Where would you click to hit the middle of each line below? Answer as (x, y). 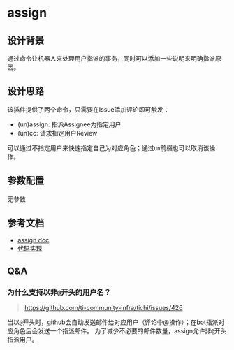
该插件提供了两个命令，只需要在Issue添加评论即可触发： (88, 109)
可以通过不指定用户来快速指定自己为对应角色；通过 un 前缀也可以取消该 (108, 147)
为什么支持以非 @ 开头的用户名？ (59, 292)
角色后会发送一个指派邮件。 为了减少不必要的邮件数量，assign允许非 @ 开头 (120, 331)
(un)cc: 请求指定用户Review (57, 133)
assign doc (33, 240)
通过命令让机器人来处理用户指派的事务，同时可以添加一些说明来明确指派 (111, 58)
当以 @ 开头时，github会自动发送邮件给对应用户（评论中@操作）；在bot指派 (113, 322)
